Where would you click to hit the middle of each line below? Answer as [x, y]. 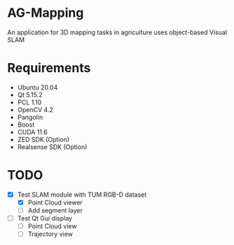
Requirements [49, 68]
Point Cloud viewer [55, 202]
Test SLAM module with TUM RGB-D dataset [82, 195]
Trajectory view [50, 234]
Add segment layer [55, 210]
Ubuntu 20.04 [37, 87]
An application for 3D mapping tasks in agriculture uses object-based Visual [117, 32]
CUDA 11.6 [32, 132]
